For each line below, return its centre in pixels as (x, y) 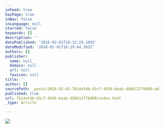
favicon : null (24, 75)
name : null (21, 61)
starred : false (21, 28)
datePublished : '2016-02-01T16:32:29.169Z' (51, 42)
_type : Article (21, 103)
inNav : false (19, 19)
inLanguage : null (23, 24)
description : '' (22, 38)
